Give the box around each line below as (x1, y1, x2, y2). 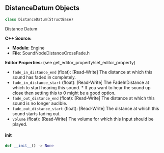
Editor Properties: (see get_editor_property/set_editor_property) (5, 59, 136, 65)
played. (12, 121, 27, 127)
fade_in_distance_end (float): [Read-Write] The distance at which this (12, 69, 153, 75)
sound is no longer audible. (12, 100, 68, 106)
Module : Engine (12, 45, 45, 51)
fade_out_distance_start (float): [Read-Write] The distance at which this (12, 105, 160, 111)
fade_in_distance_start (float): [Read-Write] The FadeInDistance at (12, 79, 150, 85)
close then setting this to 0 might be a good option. (12, 90, 116, 96)
